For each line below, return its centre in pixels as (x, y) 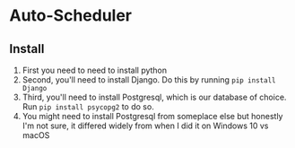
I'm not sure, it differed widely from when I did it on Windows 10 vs (145, 126)
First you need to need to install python (95, 70)
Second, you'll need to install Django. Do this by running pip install (149, 80)
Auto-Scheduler (71, 16)
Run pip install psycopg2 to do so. (88, 107)
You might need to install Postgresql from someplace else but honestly (152, 116)
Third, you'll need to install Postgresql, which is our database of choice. (154, 97)
